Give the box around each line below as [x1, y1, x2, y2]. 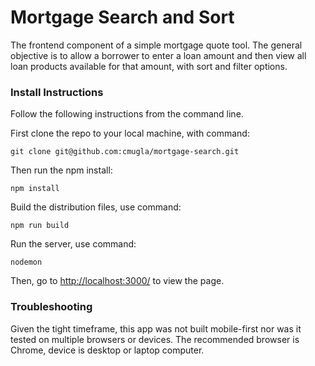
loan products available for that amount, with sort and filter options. [10, 60, 288, 72]
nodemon [10, 257, 43, 268]
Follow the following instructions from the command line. [10, 108, 244, 120]
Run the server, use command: [10, 238, 137, 250]
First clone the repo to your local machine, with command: [10, 127, 250, 140]
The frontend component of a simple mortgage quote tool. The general [10, 39, 303, 51]
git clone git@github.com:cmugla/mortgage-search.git [10, 147, 240, 157]
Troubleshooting [10, 300, 93, 314]
